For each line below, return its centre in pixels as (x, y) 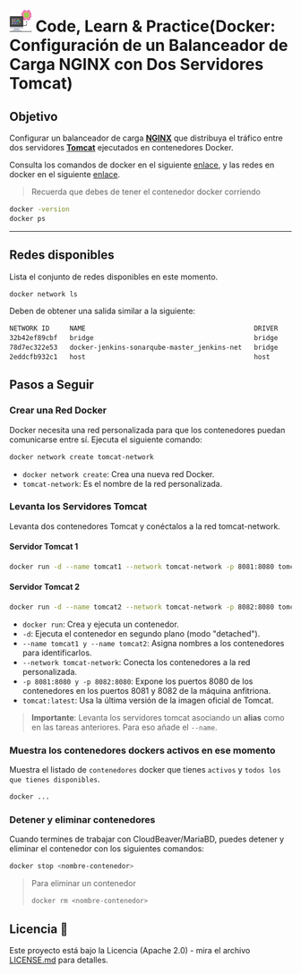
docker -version (39, 209)
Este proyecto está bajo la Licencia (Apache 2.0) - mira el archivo (130, 950)
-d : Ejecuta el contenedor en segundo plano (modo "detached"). (141, 633)
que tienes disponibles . (55, 780)
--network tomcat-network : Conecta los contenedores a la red (136, 662)
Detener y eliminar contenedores (82, 820)
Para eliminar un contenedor (84, 884)
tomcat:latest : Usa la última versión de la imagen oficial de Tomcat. (148, 700)
